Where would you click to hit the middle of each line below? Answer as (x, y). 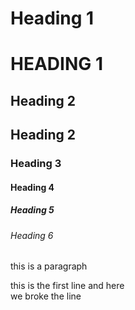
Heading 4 (32, 187)
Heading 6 (32, 235)
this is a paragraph (49, 266)
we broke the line (46, 296)
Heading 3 (36, 164)
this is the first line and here (67, 286)
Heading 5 (32, 210)
